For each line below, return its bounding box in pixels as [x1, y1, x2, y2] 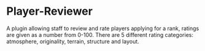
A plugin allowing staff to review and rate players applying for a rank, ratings [6, 25, 199, 32]
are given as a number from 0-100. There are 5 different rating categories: [6, 31, 193, 38]
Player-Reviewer [6, 4, 93, 18]
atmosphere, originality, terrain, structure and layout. [6, 37, 139, 45]
